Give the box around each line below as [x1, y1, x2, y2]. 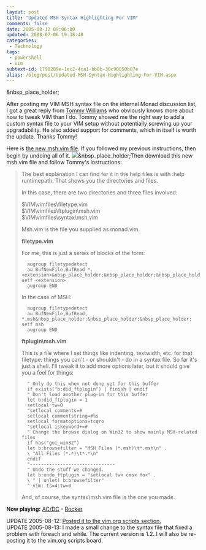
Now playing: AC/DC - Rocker [6, 505, 83, 513]
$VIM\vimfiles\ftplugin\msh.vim [21, 207, 101, 215]
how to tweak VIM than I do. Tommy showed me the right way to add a [6, 113, 185, 121]
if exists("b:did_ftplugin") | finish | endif [27, 386, 148, 392]
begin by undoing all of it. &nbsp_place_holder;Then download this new [6, 152, 193, 159]
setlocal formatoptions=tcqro [27, 418, 104, 425]
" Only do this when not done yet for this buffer [27, 381, 159, 387]
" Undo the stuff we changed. [27, 467, 104, 473]
